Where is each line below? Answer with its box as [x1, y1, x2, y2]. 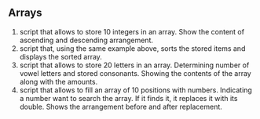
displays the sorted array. [19, 52, 102, 61]
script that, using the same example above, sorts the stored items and [19, 43, 246, 53]
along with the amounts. [19, 77, 98, 86]
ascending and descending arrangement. [19, 35, 154, 45]
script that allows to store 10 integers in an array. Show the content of [19, 27, 245, 36]
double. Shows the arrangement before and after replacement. [19, 102, 222, 111]
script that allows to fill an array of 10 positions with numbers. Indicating [19, 85, 253, 95]
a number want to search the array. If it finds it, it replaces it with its [19, 93, 238, 103]
